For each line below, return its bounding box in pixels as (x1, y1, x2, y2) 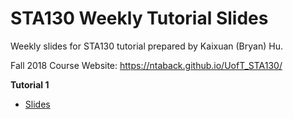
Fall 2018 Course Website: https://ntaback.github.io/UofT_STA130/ (10, 59, 283, 71)
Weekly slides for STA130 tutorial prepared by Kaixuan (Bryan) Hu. (10, 40, 283, 52)
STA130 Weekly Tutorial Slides (10, 7, 269, 30)
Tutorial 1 (10, 78, 50, 91)
